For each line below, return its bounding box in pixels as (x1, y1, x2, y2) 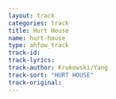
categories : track (8, 19, 69, 27)
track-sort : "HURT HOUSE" (8, 71, 94, 79)
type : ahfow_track (8, 42, 69, 49)
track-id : (8, 49, 41, 57)
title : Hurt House (8, 26, 69, 34)
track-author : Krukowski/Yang (8, 64, 109, 72)
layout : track (8, 11, 56, 20)
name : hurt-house (8, 34, 66, 42)
